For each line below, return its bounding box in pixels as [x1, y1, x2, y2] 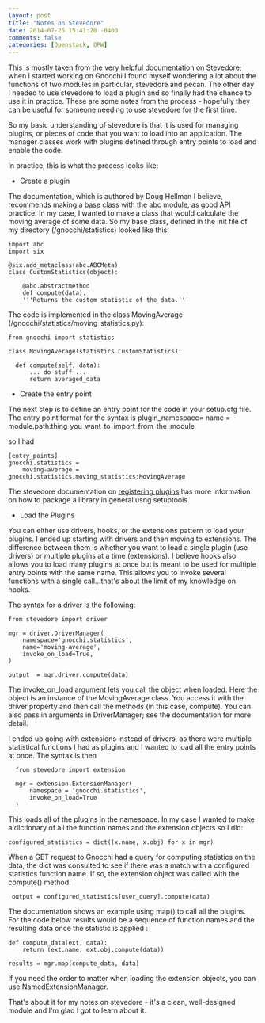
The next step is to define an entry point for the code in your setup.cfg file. [8, 405, 252, 414]
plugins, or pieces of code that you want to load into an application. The [8, 128, 243, 139]
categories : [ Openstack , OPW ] [8, 41, 108, 49]
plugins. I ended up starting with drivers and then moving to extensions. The [8, 534, 257, 544]
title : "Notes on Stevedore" [8, 19, 104, 27]
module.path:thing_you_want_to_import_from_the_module [8, 422, 195, 431]
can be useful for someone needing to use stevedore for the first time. [8, 105, 237, 115]
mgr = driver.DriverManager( [8, 629, 104, 638]
